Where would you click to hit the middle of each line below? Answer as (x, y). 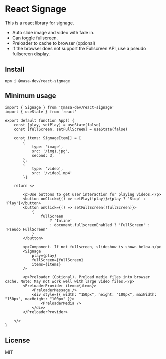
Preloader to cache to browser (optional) (54, 43)
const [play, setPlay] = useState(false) (57, 125)
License (18, 340)
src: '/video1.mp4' (52, 173)
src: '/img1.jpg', (51, 151)
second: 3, (43, 155)
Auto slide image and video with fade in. (53, 32)
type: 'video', (47, 168)
